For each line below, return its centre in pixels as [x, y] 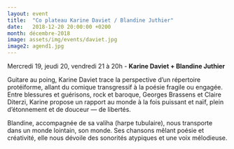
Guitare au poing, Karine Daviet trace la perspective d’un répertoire [104, 80]
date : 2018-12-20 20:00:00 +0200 [59, 27]
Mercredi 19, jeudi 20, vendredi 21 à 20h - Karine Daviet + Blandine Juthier [116, 66]
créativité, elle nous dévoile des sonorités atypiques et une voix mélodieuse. [117, 138]
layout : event [28, 14]
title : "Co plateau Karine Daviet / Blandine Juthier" [90, 20]
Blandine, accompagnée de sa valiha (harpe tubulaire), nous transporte [110, 123]
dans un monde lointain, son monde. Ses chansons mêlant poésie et [106, 130]
